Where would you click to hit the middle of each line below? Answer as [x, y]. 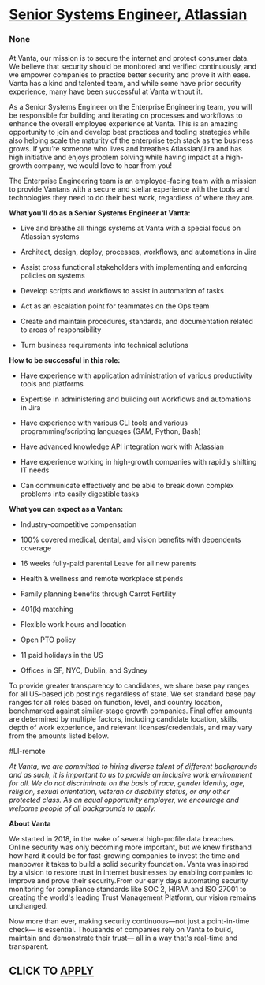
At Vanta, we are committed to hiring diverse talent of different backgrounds [133, 766]
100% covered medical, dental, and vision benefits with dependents [131, 539]
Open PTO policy [48, 640]
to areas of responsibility [61, 330]
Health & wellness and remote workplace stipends [102, 578]
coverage [36, 548]
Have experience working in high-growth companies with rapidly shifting [138, 461]
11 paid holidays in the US [62, 655]
